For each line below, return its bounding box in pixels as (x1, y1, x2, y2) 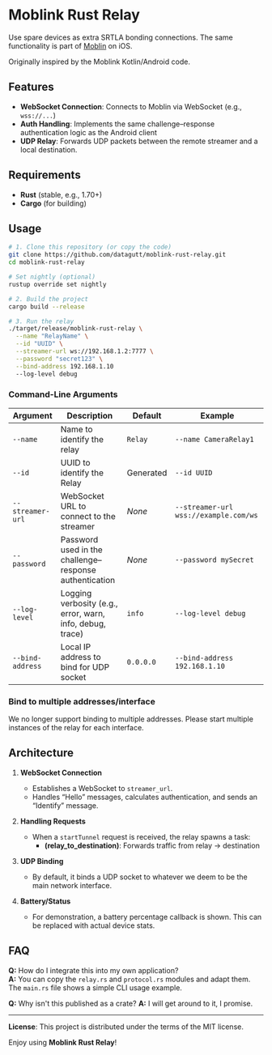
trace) (60, 627, 83, 639)
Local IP (60, 641, 91, 653)
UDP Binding (19, 856, 64, 866)
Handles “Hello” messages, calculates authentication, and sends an (32, 792, 257, 802)
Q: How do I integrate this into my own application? (8, 965, 179, 975)
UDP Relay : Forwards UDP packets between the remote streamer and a (19, 136, 258, 146)
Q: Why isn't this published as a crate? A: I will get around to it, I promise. (8, 998, 253, 1008)
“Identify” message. (32, 800, 99, 810)
